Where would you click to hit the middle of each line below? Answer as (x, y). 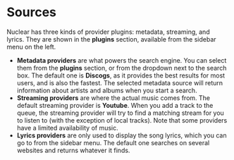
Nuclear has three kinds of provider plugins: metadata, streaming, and (108, 32)
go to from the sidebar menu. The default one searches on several (113, 142)
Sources (32, 12)
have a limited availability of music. (68, 128)
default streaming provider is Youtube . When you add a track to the (115, 105)
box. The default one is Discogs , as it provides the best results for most (121, 75)
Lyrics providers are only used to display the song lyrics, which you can (122, 135)
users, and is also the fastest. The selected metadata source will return (120, 82)
